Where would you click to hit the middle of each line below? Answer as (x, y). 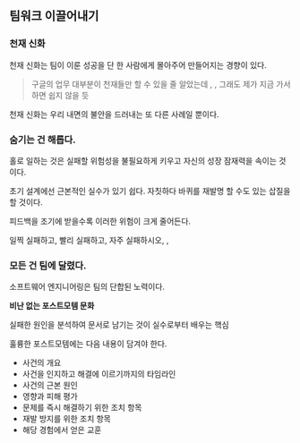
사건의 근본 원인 (50, 385)
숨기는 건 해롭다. (43, 140)
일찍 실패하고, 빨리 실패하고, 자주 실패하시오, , (89, 240)
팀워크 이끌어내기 (54, 16)
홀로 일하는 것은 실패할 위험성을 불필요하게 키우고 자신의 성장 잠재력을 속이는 (143, 160)
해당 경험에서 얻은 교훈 (62, 430)
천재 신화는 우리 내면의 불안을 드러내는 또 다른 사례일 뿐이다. (114, 114)
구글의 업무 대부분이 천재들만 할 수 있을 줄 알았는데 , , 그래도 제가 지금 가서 (161, 84)
